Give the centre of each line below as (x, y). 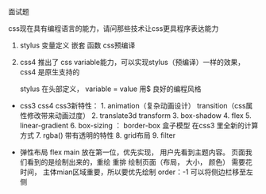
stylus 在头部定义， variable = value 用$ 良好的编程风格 (110, 89)
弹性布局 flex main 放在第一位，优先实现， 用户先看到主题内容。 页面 (133, 152)
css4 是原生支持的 (50, 72)
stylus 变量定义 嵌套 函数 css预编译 (77, 45)
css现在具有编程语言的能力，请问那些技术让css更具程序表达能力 (114, 29)
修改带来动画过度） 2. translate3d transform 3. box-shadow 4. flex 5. (139, 116)
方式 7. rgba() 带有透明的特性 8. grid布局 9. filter (98, 135)
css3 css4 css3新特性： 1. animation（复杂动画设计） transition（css (133, 106)
